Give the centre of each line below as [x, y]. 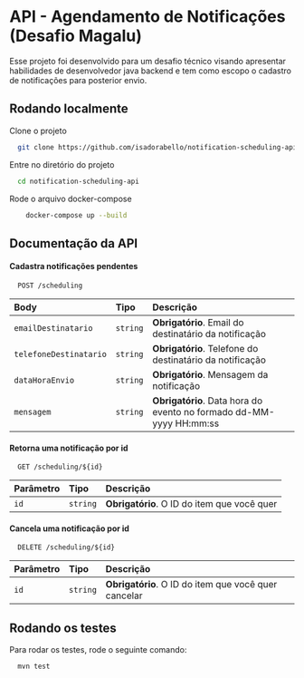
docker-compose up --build [76, 215]
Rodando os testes [63, 628]
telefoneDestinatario [60, 354]
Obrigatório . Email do [198, 322]
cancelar [124, 596]
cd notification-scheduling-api [79, 181]
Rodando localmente [69, 109]
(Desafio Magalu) [76, 36]
